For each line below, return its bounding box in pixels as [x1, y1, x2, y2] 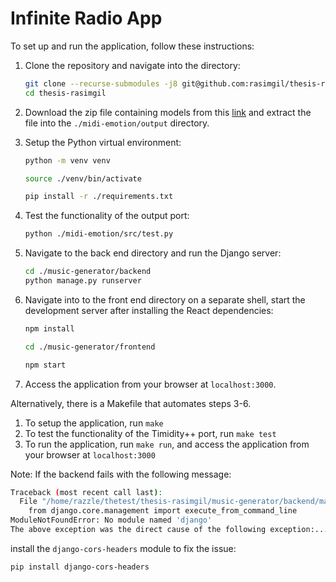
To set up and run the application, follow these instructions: [10, 40, 255, 52]
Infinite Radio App [10, 7, 163, 30]
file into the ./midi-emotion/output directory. [24, 117, 210, 129]
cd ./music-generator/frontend [24, 342, 156, 352]
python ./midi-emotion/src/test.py [24, 229, 174, 239]
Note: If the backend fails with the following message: [10, 468, 232, 480]
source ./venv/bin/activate [24, 173, 142, 184]
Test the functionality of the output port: [24, 210, 190, 222]
